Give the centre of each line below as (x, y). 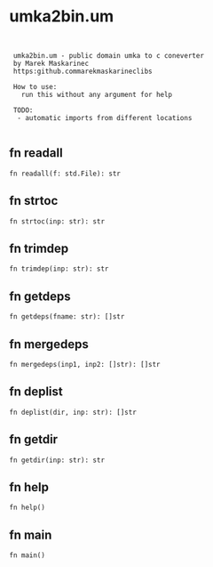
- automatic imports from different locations (105, 117)
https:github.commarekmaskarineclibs (83, 71)
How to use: (35, 86)
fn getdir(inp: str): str (57, 460)
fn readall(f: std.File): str (65, 174)
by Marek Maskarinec (51, 63)
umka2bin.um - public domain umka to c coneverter (108, 55)
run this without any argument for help (97, 94)
